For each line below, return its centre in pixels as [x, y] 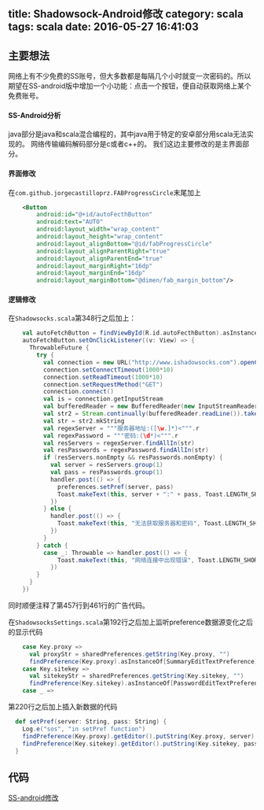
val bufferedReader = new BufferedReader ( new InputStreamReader [150, 407]
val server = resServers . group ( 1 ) [106, 465]
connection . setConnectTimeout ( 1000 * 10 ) [108, 370]
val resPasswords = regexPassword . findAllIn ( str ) [126, 450]
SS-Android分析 [35, 115]
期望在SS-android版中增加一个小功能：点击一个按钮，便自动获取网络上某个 [130, 86]
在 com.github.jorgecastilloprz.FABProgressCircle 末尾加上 [105, 192]
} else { [57, 509]
